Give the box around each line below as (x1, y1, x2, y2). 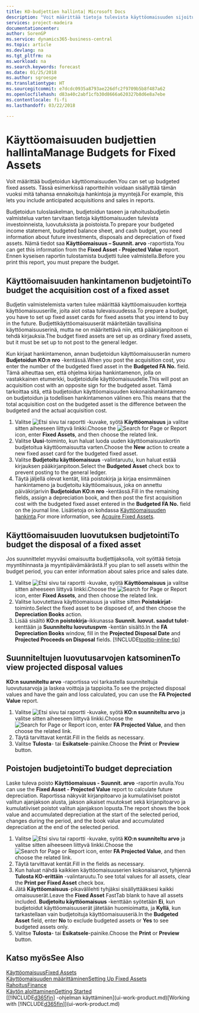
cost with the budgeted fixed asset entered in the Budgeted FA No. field (14, 501, 191, 508)
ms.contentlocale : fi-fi (6, 97, 68, 103)
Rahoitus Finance (6, 981, 47, 988)
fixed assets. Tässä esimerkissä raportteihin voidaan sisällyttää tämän (6, 184, 176, 192)
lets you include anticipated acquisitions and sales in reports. (6, 197, 155, 204)
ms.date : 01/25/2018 (6, 69, 57, 75)
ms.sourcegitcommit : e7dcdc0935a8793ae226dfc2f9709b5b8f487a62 (6, 86, 166, 92)
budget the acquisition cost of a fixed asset (6, 285, 170, 295)
